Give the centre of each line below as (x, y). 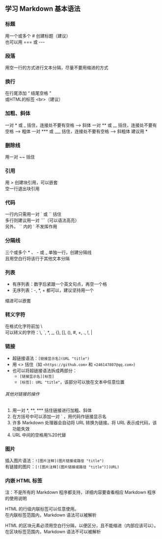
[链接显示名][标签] (37, 376)
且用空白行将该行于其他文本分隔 (37, 258)
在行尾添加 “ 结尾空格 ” (28, 93)
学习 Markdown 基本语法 (43, 9)
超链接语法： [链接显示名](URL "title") (51, 358)
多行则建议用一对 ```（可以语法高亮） (42, 220)
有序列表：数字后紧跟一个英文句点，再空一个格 (59, 284)
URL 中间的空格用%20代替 (39, 435)
